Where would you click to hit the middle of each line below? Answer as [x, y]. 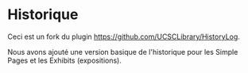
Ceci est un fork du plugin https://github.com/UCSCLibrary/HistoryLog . [124, 36]
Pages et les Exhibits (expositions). [65, 60]
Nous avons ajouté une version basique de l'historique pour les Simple [123, 52]
